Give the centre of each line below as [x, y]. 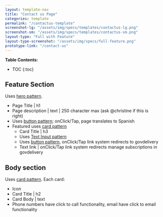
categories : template [27, 19]
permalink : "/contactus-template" [40, 23]
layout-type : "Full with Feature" [40, 37]
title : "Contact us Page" [31, 14]
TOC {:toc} [23, 69]
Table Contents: [21, 59]
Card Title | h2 [27, 194]
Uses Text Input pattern [43, 137]
